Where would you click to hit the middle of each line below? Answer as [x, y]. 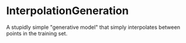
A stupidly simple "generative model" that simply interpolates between [93, 27]
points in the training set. [37, 33]
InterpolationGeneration [67, 11]
